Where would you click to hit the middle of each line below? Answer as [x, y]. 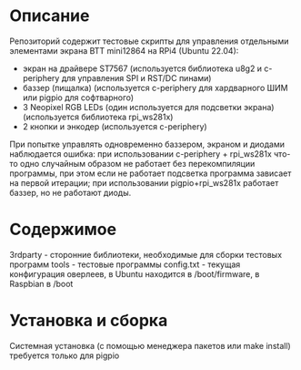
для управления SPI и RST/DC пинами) [136, 77]
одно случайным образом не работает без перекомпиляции [137, 163]
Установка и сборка [89, 321]
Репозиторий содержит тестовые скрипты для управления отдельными [149, 41]
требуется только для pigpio [65, 355]
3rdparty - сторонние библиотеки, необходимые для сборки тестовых [146, 254]
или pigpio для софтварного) [78, 98]
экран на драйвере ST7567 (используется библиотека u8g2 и [142, 68]
